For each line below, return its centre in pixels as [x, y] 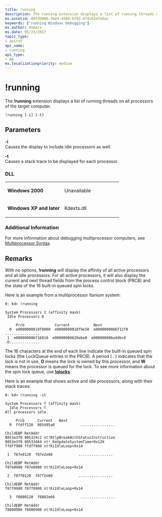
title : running [20, 9]
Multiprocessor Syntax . [28, 243]
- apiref [14, 41]
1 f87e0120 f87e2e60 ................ [60, 455]
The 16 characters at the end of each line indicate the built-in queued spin [78, 351]
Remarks [19, 258]
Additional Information [32, 227]
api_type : [15, 55]
